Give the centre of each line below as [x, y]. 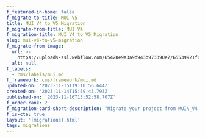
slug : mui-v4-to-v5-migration [45, 40]
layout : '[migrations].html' [43, 120]
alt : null [24, 63]
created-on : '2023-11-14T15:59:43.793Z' [59, 92]
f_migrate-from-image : [35, 46]
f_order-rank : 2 [27, 103]
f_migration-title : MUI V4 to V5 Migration [63, 35]
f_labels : [19, 69]
